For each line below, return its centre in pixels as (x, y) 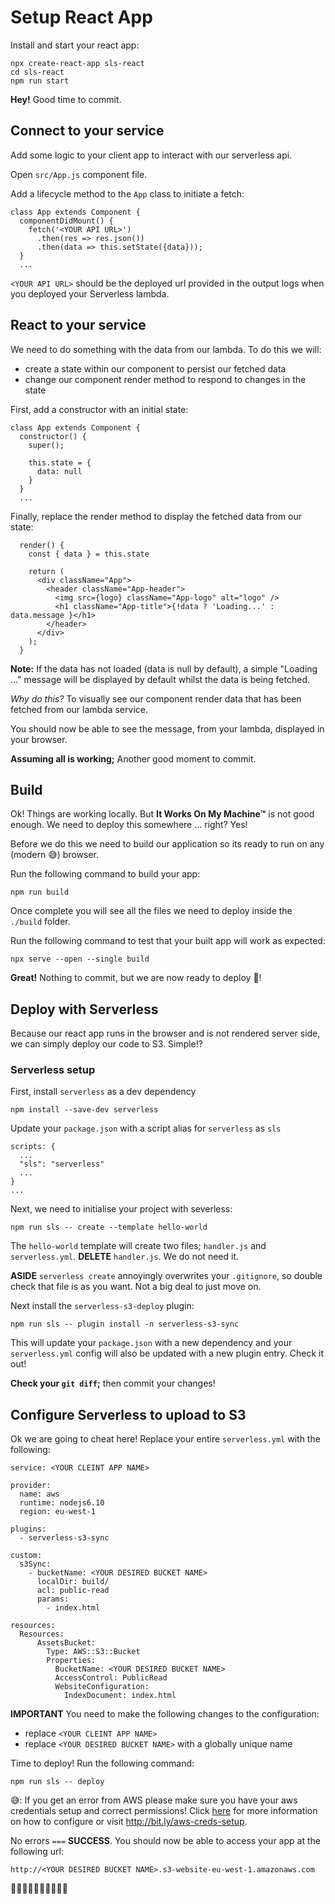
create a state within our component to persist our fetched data (155, 368)
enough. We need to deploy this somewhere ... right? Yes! (129, 825)
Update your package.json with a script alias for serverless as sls (146, 1128)
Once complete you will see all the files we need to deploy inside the (151, 911)
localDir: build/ (73, 1582)
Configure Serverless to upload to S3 (128, 1414)
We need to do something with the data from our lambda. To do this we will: (166, 349)
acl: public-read (73, 1591)
